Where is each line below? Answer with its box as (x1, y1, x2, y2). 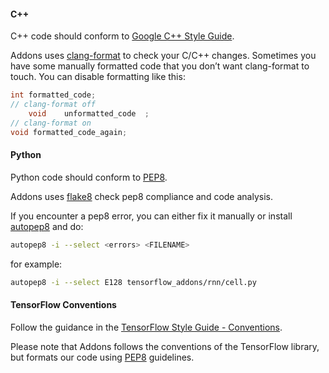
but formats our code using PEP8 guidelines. (10, 351, 195, 363)
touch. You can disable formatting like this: (10, 71, 186, 83)
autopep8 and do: (10, 220, 84, 232)
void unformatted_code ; (28, 108, 150, 119)
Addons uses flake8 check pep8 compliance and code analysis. (10, 190, 273, 202)
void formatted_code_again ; (10, 127, 128, 137)
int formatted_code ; (10, 90, 97, 100)
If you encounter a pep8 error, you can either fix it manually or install (10, 210, 293, 222)
